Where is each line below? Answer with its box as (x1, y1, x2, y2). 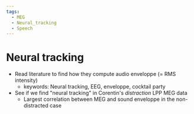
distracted (23, 102, 48, 109)
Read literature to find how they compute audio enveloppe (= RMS (14, 71, 176, 78)
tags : (6, 8, 20, 15)
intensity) (14, 77, 38, 84)
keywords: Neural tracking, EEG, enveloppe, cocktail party (23, 83, 166, 90)
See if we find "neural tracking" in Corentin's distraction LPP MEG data (14, 90, 187, 97)
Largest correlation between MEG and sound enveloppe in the (23, 96, 175, 103)
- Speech (11, 25, 33, 31)
